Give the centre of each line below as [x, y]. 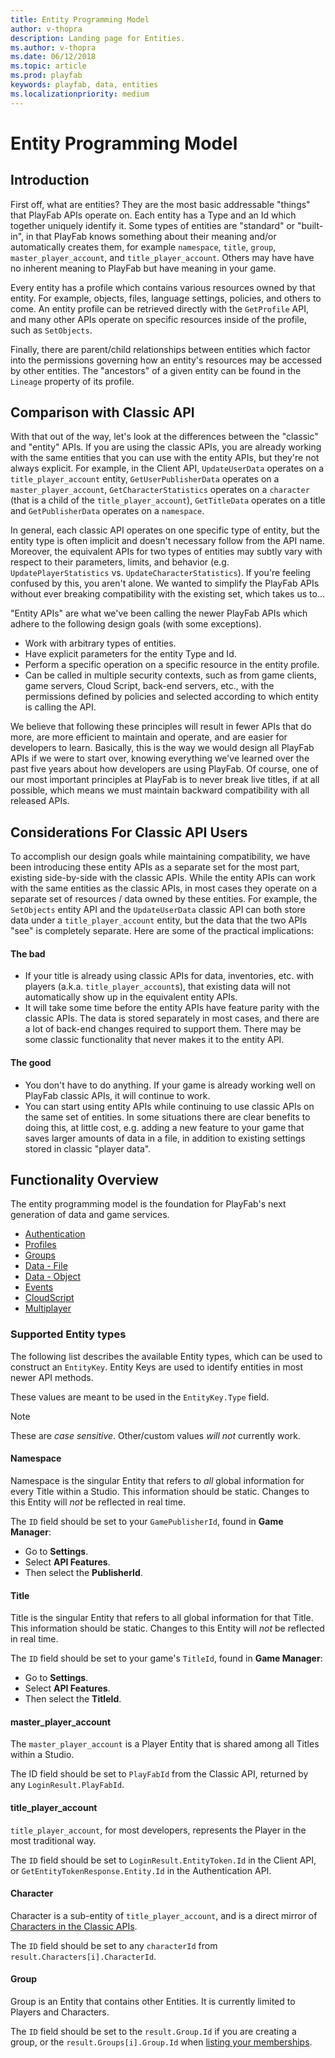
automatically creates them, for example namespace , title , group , [143, 247]
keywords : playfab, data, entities [84, 85]
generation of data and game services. [90, 1215]
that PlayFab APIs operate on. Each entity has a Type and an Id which [153, 215]
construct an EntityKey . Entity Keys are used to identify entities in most [157, 1367]
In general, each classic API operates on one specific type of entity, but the [165, 530]
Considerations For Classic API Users [129, 832]
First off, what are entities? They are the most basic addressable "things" [160, 204]
